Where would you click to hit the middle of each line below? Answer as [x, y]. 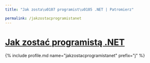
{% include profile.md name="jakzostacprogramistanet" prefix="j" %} [75, 56]
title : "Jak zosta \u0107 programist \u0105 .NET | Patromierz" [69, 9]
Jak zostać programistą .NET [65, 42]
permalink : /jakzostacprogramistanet [43, 18]
